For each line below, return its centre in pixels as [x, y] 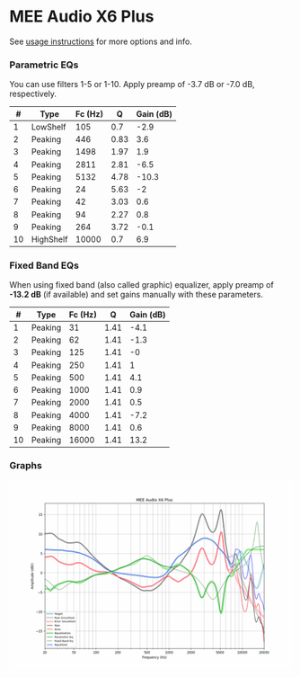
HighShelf [49, 239]
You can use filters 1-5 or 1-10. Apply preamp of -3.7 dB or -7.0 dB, [132, 85]
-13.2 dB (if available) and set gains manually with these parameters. [136, 295]
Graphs [26, 466]
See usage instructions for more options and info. [101, 41]
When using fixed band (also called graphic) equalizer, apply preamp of [141, 285]
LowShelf [49, 127]
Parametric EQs [44, 65]
